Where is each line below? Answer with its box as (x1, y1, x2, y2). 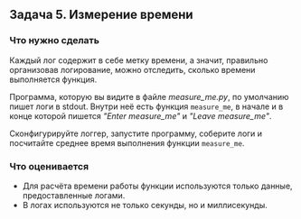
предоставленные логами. (22, 189, 126, 201)
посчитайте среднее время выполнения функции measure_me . (9, 137, 245, 148)
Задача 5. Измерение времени (9, 7, 193, 23)
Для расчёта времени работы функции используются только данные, (22, 180, 293, 191)
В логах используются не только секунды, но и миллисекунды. (22, 199, 268, 210)
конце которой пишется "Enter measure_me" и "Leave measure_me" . (9, 110, 272, 121)
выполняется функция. (9, 74, 98, 85)
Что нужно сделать (9, 34, 99, 47)
